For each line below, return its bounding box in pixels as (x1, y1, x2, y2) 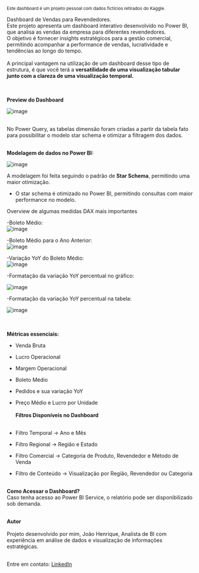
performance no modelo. (15, 197, 76, 203)
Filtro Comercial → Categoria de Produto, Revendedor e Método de (15, 452, 179, 459)
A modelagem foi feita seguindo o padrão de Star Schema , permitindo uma (6, 172, 190, 179)
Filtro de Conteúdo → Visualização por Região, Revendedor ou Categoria (15, 470, 193, 477)
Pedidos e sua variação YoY (15, 388, 83, 395)
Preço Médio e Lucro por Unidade (15, 399, 98, 406)
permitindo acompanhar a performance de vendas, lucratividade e (6, 41, 168, 48)
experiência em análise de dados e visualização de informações (6, 537, 163, 543)
